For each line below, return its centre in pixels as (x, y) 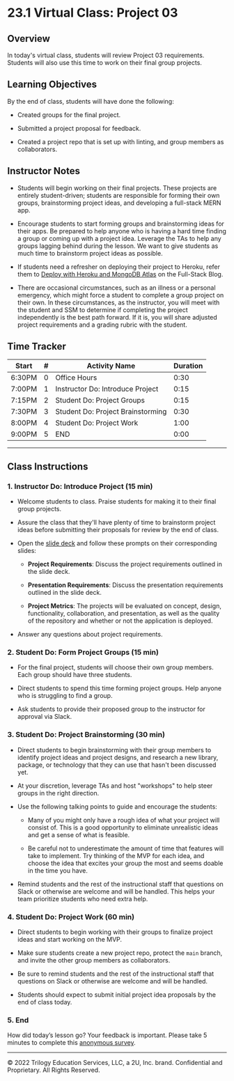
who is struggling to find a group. (65, 696)
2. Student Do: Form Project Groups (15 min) (83, 653)
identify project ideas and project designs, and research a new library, (118, 757)
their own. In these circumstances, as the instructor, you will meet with (118, 302)
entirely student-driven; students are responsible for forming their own (118, 195)
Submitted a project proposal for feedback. (79, 128)
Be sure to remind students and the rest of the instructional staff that (116, 974)
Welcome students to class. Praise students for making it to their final (117, 501)
